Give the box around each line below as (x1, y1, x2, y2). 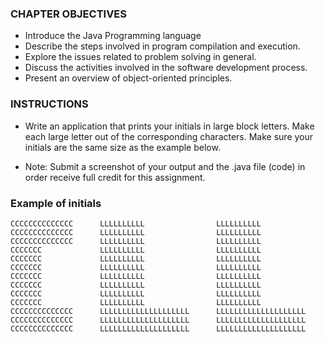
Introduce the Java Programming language (24, 30, 202, 42)
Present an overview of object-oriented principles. (24, 72, 233, 84)
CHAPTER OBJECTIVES (10, 7, 128, 21)
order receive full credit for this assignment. (24, 171, 206, 183)
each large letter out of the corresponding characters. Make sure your (24, 130, 314, 142)
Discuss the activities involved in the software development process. (24, 62, 308, 74)
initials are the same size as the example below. (24, 141, 221, 153)
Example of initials (10, 196, 102, 210)
